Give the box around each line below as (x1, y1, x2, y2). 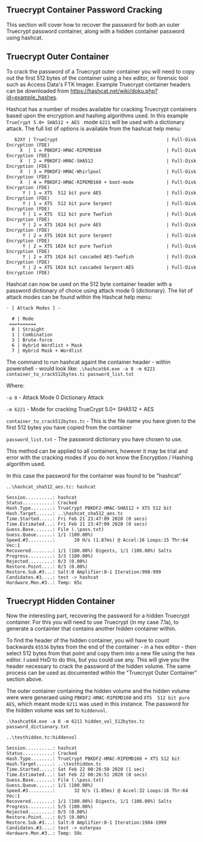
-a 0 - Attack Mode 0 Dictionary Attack (6, 394, 104, 401)
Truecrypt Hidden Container (6, 596, 115, 607)
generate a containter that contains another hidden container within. (6, 625, 177, 632)
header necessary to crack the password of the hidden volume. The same (6, 663, 191, 670)
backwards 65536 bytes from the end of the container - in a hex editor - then (6, 643, 197, 650)
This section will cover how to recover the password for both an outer (6, 21, 180, 28)
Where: (6, 381, 25, 389)
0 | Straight (12, 326, 45, 332)
